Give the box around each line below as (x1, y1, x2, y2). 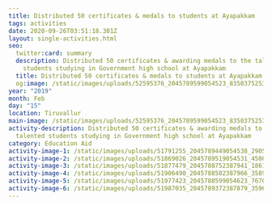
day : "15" (8, 102, 42, 110)
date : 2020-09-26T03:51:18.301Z (8, 27, 117, 35)
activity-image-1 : (8, 147, 70, 155)
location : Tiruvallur (8, 110, 82, 118)
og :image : (15, 79, 49, 87)
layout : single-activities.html (8, 34, 117, 43)
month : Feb (8, 94, 45, 102)
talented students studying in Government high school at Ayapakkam (15, 132, 252, 140)
